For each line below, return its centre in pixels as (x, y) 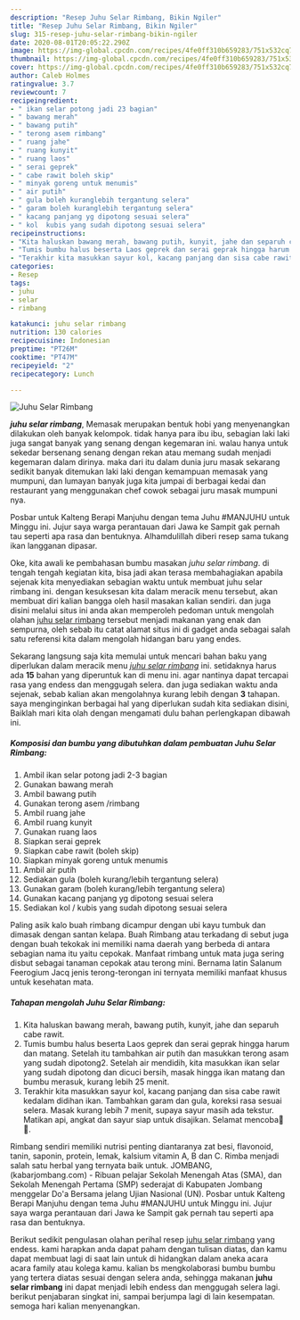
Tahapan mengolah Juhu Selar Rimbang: (88, 1002)
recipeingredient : (44, 100)
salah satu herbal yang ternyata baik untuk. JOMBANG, (111, 1166)
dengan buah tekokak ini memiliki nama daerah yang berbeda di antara (140, 944)
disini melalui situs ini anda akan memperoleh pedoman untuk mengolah (142, 610)
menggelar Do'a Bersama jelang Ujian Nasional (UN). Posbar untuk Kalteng (148, 1194)
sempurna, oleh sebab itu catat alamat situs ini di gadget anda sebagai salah (150, 629)
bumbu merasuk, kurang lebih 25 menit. (96, 1082)
